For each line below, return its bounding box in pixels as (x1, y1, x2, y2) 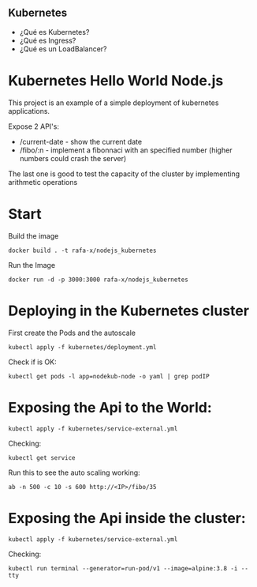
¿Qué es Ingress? (19, 36, 76, 45)
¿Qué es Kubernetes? (19, 27, 90, 36)
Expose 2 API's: (8, 122, 59, 131)
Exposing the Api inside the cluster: (8, 509, 246, 527)
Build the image (8, 231, 59, 240)
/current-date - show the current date (19, 137, 143, 146)
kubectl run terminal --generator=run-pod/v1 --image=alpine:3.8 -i (8, 564, 238, 572)
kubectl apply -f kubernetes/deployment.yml (8, 343, 157, 351)
